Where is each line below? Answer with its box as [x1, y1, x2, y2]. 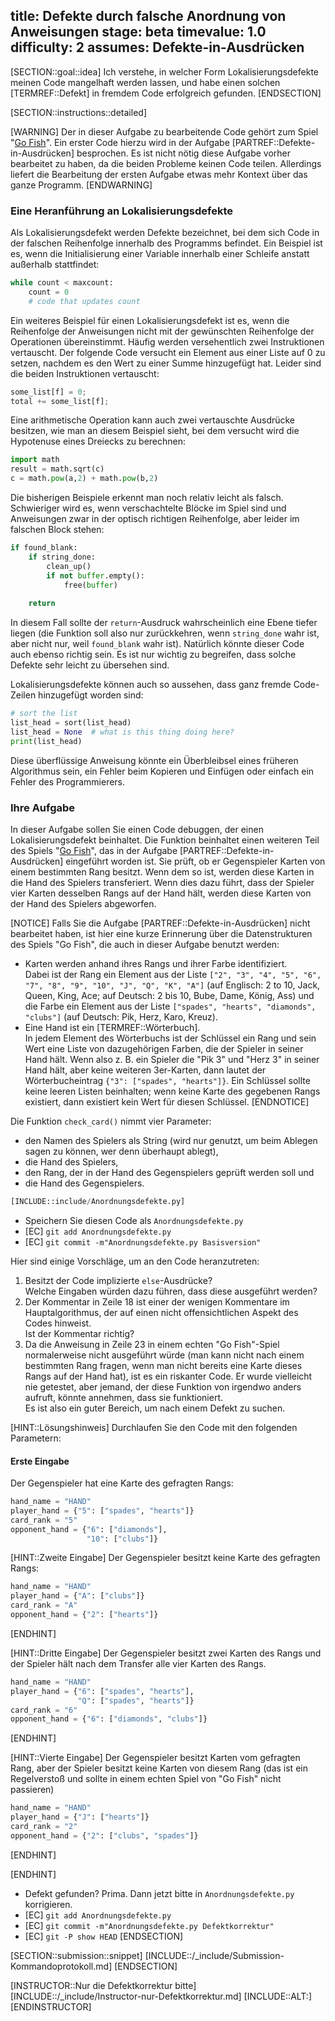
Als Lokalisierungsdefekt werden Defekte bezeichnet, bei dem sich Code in [10, 227, 320, 239]
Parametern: [10, 1432, 62, 1444]
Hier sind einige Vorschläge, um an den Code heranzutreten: [10, 1255, 260, 1267]
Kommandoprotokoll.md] [10, 1960, 113, 1972]
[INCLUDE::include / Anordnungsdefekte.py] [10, 1197, 186, 1207]
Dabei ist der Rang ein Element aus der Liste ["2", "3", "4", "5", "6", [24, 969, 322, 981]
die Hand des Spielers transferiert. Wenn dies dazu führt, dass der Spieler [10, 877, 315, 889]
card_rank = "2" [10, 1822, 78, 1832]
